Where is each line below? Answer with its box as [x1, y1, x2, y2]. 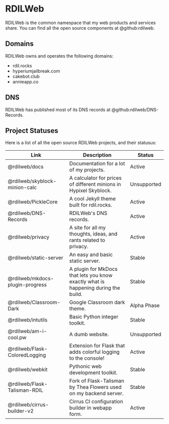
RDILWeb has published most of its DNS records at [5, 107, 111, 113]
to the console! [69, 355, 105, 362]
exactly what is [69, 278, 105, 285]
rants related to [69, 237, 106, 244]
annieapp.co [12, 78, 39, 84]
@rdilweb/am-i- [8, 328, 47, 335]
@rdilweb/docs [8, 163, 44, 170]
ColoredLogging [8, 352, 46, 359]
